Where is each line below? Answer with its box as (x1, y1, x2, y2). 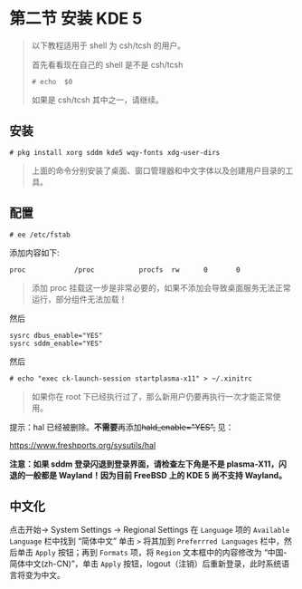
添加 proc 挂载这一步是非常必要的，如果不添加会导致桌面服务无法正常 (31, 282, 291, 293)
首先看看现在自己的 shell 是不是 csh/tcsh (31, 59, 184, 70)
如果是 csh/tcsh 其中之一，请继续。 (31, 94, 165, 105)
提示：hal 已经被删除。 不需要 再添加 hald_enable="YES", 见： (9, 421, 234, 432)
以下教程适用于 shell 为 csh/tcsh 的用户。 (31, 40, 185, 51)
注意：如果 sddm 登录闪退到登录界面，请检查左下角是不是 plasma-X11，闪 (9, 459, 288, 469)
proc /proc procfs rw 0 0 (9, 265, 241, 275)
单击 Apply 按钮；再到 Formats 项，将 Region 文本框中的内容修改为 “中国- (16, 547, 288, 558)
